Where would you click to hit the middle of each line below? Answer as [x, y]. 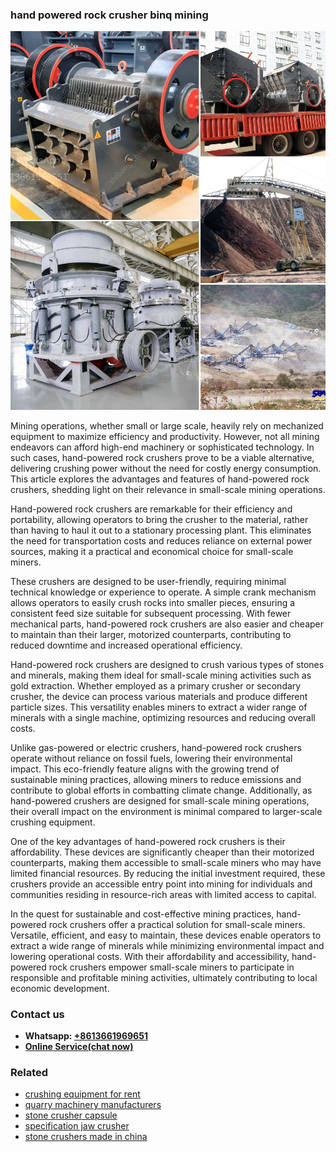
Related [29, 1072]
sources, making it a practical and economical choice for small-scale [152, 551]
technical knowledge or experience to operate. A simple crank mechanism [163, 592]
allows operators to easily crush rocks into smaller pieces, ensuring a [153, 602]
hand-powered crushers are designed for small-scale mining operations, [160, 800]
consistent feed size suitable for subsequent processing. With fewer [151, 613]
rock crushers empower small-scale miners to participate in [171, 967]
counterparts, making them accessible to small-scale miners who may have [166, 862]
